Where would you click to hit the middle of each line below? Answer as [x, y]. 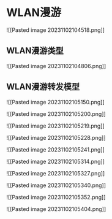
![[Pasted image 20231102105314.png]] [56, 161]
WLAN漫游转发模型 [43, 87]
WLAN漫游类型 [35, 51]
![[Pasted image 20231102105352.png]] [56, 197]
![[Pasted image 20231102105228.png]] [56, 137]
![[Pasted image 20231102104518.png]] [56, 30]
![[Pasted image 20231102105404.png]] [56, 209]
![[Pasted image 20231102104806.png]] [56, 66]
